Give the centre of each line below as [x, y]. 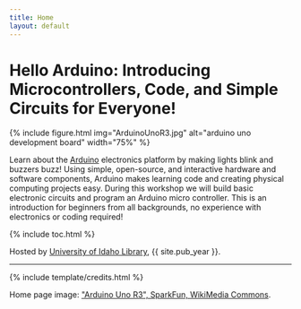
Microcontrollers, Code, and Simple [144, 89]
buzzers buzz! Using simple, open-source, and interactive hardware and [142, 169]
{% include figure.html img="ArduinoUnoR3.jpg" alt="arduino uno [130, 133]
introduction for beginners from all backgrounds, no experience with [135, 208]
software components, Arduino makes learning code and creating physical [147, 179]
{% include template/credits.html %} [77, 278]
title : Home [31, 17]
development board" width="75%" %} [80, 142]
